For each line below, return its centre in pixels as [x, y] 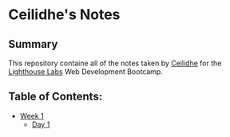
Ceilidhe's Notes [64, 15]
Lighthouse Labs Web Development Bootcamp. [86, 72]
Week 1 [32, 115]
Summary [33, 44]
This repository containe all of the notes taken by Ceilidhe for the [115, 63]
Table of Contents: [56, 97]
